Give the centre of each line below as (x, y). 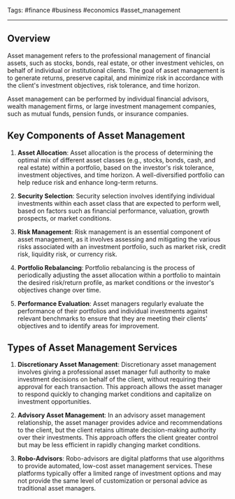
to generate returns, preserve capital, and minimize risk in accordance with (115, 78)
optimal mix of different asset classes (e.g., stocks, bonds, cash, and (116, 160)
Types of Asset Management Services (92, 348)
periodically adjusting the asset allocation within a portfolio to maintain (119, 275)
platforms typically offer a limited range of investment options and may (119, 473)
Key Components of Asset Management (96, 136)
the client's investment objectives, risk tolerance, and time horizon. (104, 85)
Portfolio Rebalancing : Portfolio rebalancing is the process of (106, 267)
